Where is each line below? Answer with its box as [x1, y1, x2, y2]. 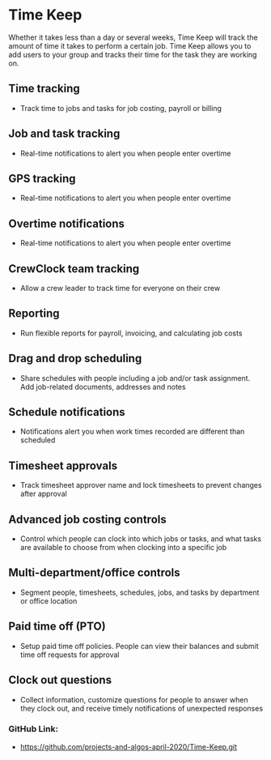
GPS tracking [8, 172, 76, 186]
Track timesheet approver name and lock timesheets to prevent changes [19, 480, 262, 490]
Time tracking [8, 82, 81, 96]
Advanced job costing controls [8, 512, 167, 526]
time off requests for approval [19, 650, 120, 660]
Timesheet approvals [8, 459, 118, 472]
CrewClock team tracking [8, 262, 140, 275]
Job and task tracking [8, 127, 121, 141]
